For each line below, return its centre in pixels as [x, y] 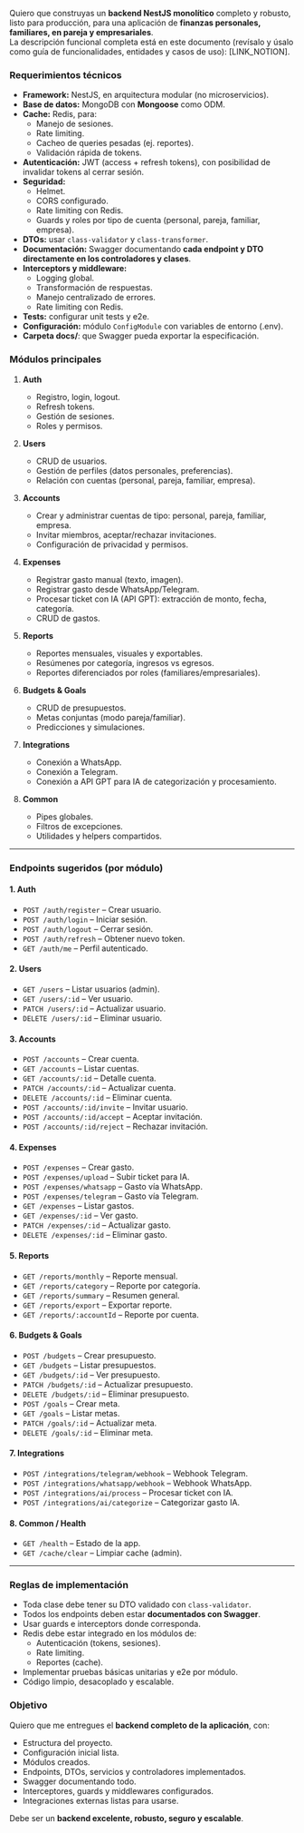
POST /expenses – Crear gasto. [78, 1167]
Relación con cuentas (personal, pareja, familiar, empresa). [146, 480]
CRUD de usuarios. [71, 461]
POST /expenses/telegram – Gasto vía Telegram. [110, 1196]
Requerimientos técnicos [66, 74]
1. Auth [23, 889]
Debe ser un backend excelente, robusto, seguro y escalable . [127, 1818]
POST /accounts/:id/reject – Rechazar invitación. [115, 1127]
